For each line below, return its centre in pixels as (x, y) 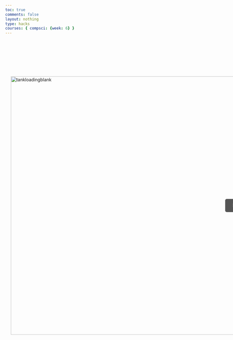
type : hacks (17, 24)
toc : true (15, 10)
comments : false (22, 14)
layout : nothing (22, 19)
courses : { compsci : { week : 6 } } (40, 28)
